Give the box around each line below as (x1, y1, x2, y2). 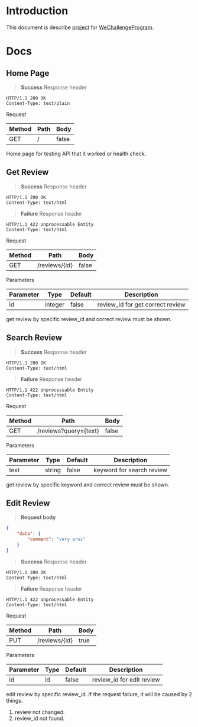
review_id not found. (14, 715, 65, 722)
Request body (20, 514, 56, 521)
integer (44, 300, 65, 309)
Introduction (6, 4, 69, 18)
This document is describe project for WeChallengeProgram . (6, 24, 154, 31)
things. (6, 697, 23, 704)
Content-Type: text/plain (6, 100, 70, 106)
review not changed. (14, 708, 65, 715)
